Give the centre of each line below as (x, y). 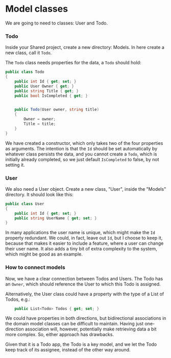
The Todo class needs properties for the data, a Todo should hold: (73, 63)
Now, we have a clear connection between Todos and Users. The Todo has (84, 278)
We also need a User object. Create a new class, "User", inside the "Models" (86, 189)
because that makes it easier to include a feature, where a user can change (84, 243)
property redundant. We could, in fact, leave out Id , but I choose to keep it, (84, 238)
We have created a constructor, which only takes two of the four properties (84, 143)
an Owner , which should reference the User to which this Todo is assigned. (83, 284)
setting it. (15, 165)
